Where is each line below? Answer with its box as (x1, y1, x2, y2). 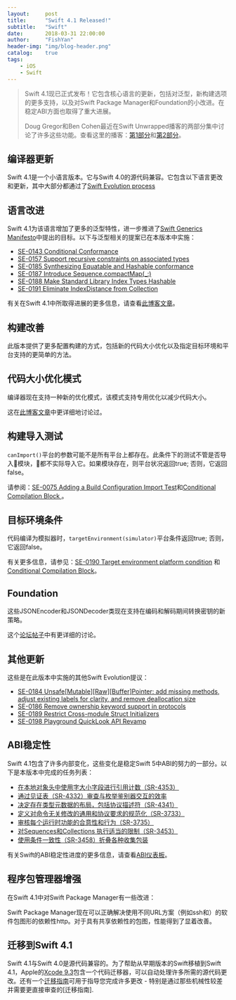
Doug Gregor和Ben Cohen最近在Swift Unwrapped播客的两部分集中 (24, 122, 219, 130)
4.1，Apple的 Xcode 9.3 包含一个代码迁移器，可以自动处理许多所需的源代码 (7, 968, 221, 977)
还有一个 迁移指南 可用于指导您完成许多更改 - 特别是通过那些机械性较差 (19, 977, 223, 985)
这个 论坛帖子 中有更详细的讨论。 (7, 630, 100, 639)
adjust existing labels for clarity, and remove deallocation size (17, 695, 196, 703)
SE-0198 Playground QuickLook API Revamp (17, 717, 146, 725)
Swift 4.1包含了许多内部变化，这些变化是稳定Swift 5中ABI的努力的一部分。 (7, 759, 221, 767)
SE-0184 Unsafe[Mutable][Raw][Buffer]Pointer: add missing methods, (17, 687, 220, 696)
